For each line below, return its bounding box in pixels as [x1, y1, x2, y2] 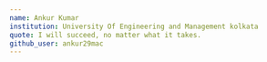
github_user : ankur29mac [9, 38, 104, 48]
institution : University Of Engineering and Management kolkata [9, 22, 259, 31]
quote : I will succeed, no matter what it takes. [9, 30, 202, 39]
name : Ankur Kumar [9, 13, 79, 23]
